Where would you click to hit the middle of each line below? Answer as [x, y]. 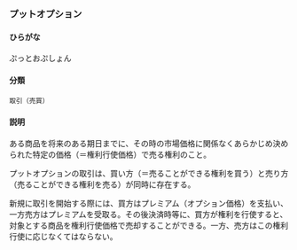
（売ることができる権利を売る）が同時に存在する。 [102, 184]
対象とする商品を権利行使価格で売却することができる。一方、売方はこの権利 [149, 225]
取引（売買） [29, 101]
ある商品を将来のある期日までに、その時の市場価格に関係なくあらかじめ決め [149, 143]
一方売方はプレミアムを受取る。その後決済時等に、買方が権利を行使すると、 [148, 214]
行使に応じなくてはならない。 [63, 236]
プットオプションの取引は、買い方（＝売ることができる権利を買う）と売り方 [149, 173]
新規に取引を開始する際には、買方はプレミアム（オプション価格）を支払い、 [149, 203]
